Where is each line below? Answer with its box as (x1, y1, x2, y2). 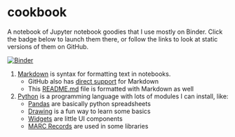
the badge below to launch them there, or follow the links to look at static (7, 34, 218, 43)
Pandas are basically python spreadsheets (27, 99, 151, 107)
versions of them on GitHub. (7, 42, 89, 51)
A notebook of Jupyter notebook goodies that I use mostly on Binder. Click (7, 27, 223, 36)
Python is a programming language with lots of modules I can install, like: (17, 92, 229, 100)
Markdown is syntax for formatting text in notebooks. (17, 70, 171, 78)
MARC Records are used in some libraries (27, 122, 149, 130)
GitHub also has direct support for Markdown (27, 77, 159, 85)
